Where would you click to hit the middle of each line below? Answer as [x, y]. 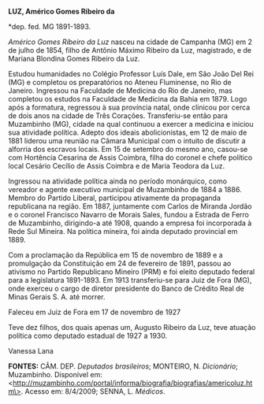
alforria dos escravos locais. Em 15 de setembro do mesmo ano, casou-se [128, 149]
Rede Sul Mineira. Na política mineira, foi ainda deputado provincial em [123, 231]
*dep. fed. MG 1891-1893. [50, 26]
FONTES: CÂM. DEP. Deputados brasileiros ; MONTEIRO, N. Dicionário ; [123, 366]
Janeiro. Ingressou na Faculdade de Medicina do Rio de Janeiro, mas [120, 91]
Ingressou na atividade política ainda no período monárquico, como [117, 181]
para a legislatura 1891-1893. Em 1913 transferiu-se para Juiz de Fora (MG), [130, 280]
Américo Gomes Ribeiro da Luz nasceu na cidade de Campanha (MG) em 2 [130, 42]
